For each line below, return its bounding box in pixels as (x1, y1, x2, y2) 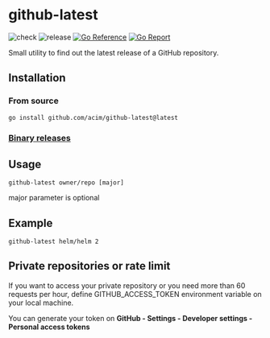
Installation (8, 71, 66, 85)
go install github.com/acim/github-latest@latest (8, 113, 179, 122)
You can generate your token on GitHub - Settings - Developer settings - (8, 313, 252, 323)
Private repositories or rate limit (8, 259, 171, 273)
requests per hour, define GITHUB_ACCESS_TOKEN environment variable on (8, 289, 262, 299)
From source (8, 95, 59, 106)
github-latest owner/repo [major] (8, 179, 125, 187)
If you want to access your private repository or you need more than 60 (8, 280, 246, 291)
